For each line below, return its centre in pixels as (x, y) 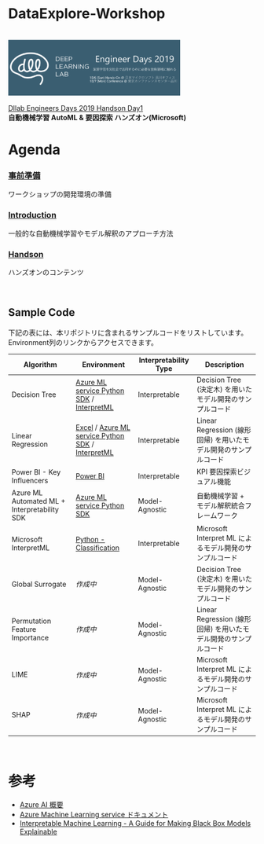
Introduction (32, 215)
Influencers (30, 480)
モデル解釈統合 (220, 506)
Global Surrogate (39, 584)
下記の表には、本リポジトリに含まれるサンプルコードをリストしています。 (128, 332)
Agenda (34, 150)
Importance (30, 637)
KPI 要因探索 (216, 472)
